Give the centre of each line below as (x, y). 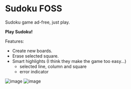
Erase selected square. (35, 56)
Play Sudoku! (19, 31)
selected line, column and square (53, 66)
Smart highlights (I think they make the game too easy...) (69, 61)
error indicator (34, 71)
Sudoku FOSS (34, 9)
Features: (15, 41)
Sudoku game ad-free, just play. (38, 22)
